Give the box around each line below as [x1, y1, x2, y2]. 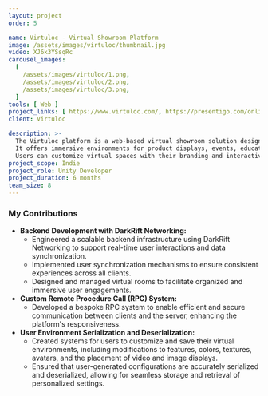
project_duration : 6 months [8, 174, 102, 182]
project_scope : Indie [8, 159, 81, 168]
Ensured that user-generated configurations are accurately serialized [31, 362, 259, 371]
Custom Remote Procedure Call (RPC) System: [19, 294, 177, 303]
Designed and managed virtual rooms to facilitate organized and [31, 277, 243, 287]
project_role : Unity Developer [8, 167, 112, 175]
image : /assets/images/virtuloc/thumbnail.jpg [8, 41, 166, 49]
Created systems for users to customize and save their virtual [31, 336, 235, 346]
